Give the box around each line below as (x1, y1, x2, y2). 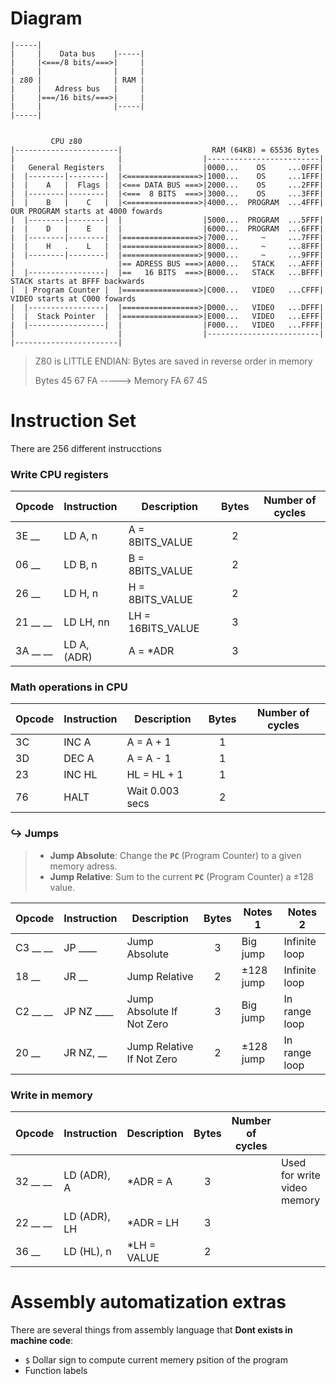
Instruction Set (10, 410, 137, 432)
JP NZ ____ (63, 1004, 114, 1018)
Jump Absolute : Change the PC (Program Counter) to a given (49, 849, 302, 861)
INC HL (63, 768, 98, 782)
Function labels (24, 1365, 88, 1376)
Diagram (10, 7, 83, 30)
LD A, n (63, 529, 98, 543)
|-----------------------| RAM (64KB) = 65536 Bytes (10, 145, 320, 155)
